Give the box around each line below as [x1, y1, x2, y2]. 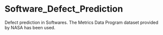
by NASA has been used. [4, 24, 55, 30]
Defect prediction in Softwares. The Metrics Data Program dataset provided [4, 19, 159, 25]
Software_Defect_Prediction [4, 3, 123, 15]
